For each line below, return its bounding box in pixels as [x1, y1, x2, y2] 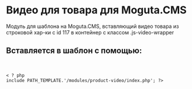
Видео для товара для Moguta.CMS [6, 3, 187, 17]
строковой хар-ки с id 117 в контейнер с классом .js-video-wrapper [6, 29, 174, 35]
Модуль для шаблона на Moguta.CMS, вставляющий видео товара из [6, 23, 179, 30]
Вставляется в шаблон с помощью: [6, 46, 142, 56]
